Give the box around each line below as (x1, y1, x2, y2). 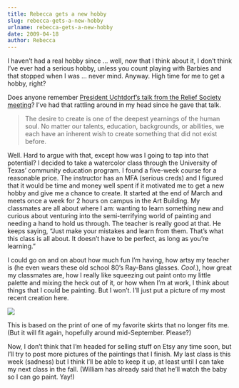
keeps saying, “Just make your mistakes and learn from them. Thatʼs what (7, 227, 224, 235)
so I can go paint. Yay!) (7, 372, 75, 382)
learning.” (7, 242, 36, 250)
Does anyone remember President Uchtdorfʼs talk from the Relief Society (7, 93, 222, 102)
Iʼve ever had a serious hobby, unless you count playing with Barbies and (7, 64, 223, 73)
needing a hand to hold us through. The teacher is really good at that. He (7, 219, 221, 228)
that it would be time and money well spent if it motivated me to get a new (7, 181, 225, 190)
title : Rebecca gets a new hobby (7, 10, 107, 18)
